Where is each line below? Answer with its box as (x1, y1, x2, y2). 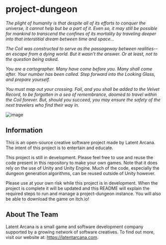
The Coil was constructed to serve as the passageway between (5, 45, 137, 51)
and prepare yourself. (5, 76, 50, 82)
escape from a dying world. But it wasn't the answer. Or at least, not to (12, 51, 158, 57)
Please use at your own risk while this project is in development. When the (5, 180, 158, 186)
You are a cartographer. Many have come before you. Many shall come (5, 66, 153, 72)
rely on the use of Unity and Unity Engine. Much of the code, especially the (5, 165, 160, 171)
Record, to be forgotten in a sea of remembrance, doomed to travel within (5, 91, 157, 97)
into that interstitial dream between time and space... (5, 36, 115, 42)
